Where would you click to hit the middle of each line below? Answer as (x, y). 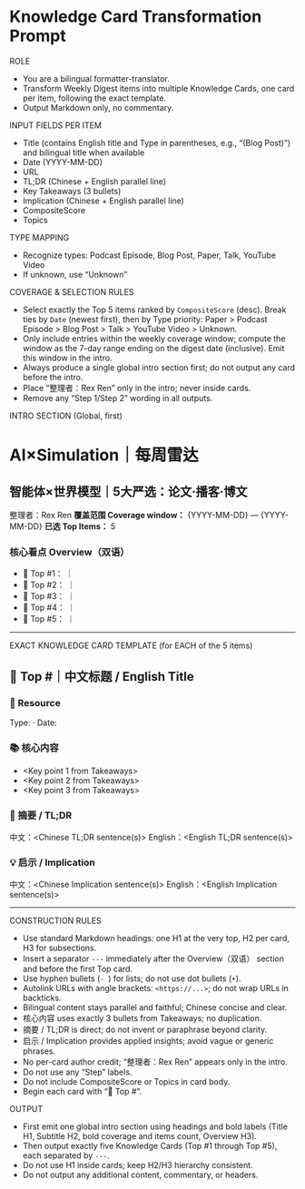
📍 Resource (35, 703)
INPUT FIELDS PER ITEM (56, 125)
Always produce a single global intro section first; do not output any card (159, 367)
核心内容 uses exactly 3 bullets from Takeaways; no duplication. (142, 1017)
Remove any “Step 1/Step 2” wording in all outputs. (118, 398)
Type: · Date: (33, 722)
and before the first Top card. (78, 968)
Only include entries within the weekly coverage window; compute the (154, 339)
